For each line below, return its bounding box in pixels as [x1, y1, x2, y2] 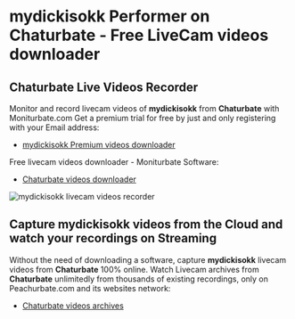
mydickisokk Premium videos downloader [21, 140, 176, 150]
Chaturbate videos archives [21, 300, 125, 311]
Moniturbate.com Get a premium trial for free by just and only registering [9, 113, 276, 123]
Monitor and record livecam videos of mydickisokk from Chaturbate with [9, 103, 280, 113]
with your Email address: [9, 122, 100, 133]
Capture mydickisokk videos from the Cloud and [9, 217, 283, 233]
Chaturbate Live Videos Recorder [9, 79, 199, 94]
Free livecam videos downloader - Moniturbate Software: [9, 157, 219, 167]
